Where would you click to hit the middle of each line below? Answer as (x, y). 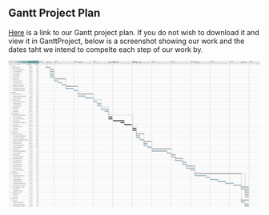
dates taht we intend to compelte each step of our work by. (106, 49)
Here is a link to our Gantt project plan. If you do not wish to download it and (134, 32)
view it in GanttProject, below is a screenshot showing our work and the (126, 41)
